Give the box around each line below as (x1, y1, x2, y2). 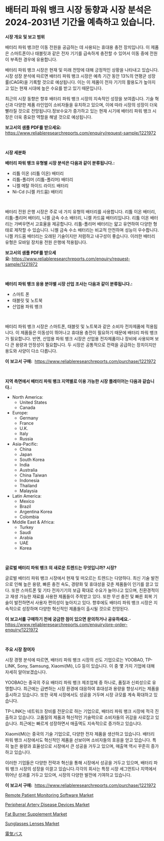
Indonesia (19, 477, 40, 483)
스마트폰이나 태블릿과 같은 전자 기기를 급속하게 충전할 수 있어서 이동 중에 (10, 50, 149, 56)
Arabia (19, 534, 33, 540)
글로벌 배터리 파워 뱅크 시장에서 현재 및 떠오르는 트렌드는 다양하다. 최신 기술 (5, 575, 150, 581)
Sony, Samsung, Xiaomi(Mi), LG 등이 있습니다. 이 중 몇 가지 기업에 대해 (17, 663, 155, 669)
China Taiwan (19, 472, 47, 478)
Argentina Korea (19, 508, 52, 514)
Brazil (19, 503, 31, 509)
